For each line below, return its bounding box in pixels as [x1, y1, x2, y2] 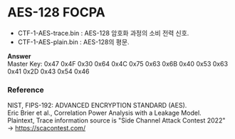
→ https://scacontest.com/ [7, 124, 86, 133]
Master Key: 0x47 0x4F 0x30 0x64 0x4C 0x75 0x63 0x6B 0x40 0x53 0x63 [7, 59, 229, 68]
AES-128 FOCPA [7, 4, 105, 21]
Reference [7, 85, 44, 95]
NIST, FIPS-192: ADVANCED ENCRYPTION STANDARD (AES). [7, 101, 187, 110]
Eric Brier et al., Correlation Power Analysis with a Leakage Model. [7, 108, 202, 118]
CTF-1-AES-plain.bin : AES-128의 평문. [17, 37, 130, 46]
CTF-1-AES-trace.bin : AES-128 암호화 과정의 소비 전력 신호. [17, 29, 189, 37]
